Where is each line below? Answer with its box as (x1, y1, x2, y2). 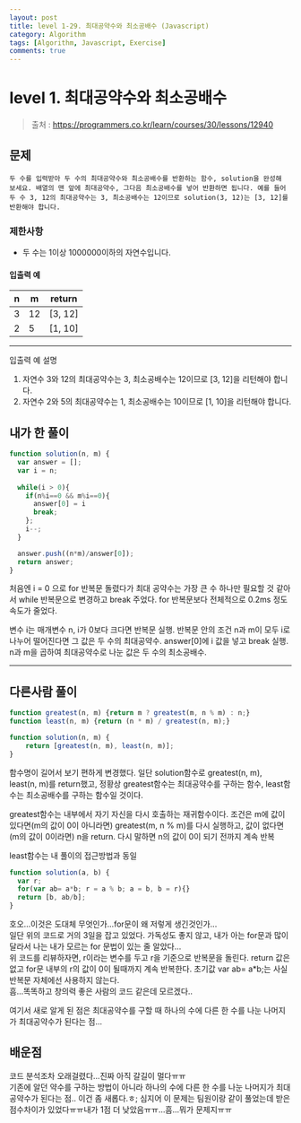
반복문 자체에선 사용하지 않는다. (9, 975, 120, 985)
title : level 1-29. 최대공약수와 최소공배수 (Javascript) (9, 22, 210, 30)
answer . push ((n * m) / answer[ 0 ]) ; (17, 549, 134, 558)
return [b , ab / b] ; (17, 893, 87, 902)
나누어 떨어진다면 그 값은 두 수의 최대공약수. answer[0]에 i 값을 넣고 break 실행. (9, 636, 289, 647)
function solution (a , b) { (9, 867, 110, 877)
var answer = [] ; (17, 458, 82, 467)
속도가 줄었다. (9, 605, 58, 616)
